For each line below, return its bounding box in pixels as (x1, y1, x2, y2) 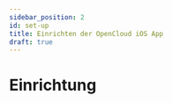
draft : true (9, 37, 53, 47)
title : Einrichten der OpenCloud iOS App (9, 29, 164, 38)
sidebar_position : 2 (9, 12, 86, 22)
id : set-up (9, 21, 49, 30)
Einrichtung (9, 76, 97, 95)
